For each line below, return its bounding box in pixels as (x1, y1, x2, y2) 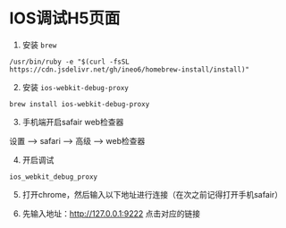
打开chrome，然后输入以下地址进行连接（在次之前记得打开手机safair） (21, 189, 283, 199)
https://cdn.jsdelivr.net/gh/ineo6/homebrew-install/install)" (9, 64, 250, 74)
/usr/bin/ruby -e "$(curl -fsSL (9, 57, 130, 66)
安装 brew (21, 39, 57, 50)
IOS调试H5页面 (9, 8, 121, 29)
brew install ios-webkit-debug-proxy (9, 99, 150, 108)
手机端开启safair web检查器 (21, 116, 124, 127)
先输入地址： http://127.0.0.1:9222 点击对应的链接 (21, 207, 201, 219)
